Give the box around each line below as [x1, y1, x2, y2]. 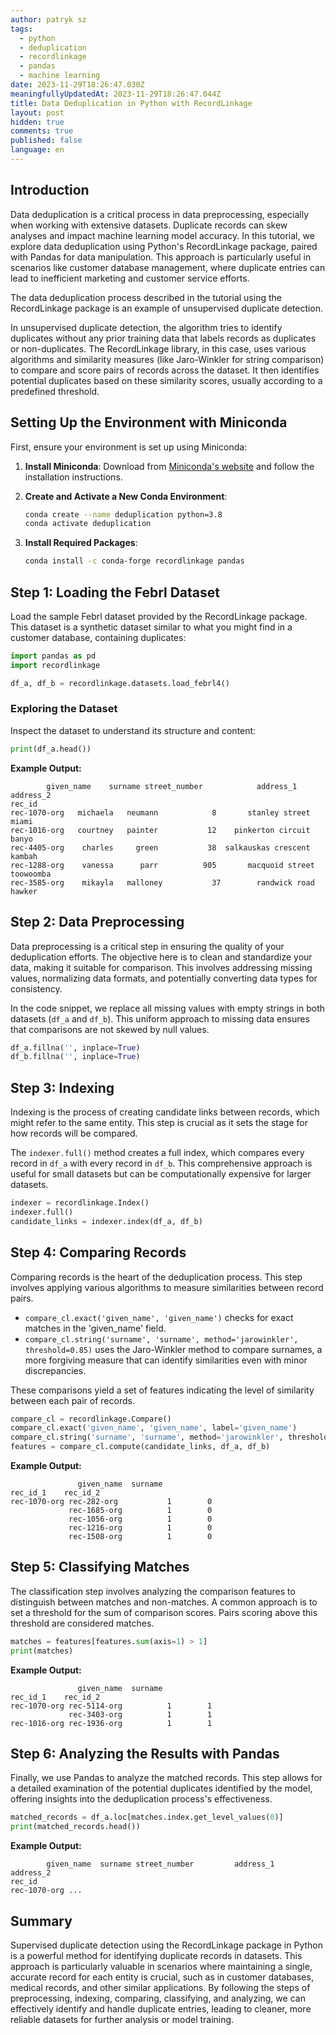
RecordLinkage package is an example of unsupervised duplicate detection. [10, 302, 324, 314]
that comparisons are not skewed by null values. [10, 1023, 210, 1035]
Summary [10, 1912, 73, 1930]
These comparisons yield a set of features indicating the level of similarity [10, 1384, 315, 1396]
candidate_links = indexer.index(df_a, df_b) [10, 1216, 203, 1226]
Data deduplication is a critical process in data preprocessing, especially [10, 208, 310, 220]
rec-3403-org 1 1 [68, 1709, 213, 1720]
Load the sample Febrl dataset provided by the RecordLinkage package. [10, 610, 308, 622]
